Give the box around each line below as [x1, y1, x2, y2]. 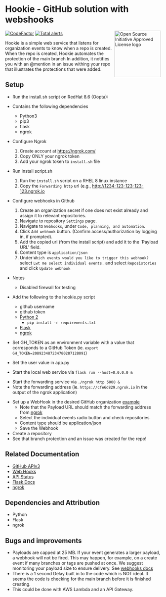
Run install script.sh [12, 168, 53, 174]
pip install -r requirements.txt [27, 320, 96, 325]
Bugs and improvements [5, 536, 82, 545]
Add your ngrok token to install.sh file [19, 158, 100, 164]
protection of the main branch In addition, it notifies [5, 55, 110, 61]
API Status [12, 474, 34, 480]
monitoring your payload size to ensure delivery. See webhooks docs [12, 565, 153, 571]
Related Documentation [5, 450, 80, 458]
